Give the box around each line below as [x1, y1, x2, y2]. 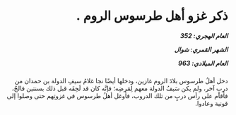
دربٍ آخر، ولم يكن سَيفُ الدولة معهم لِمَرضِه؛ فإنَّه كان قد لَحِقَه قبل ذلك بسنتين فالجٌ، [11, 84, 228, 92]
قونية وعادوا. [195, 99, 228, 108]
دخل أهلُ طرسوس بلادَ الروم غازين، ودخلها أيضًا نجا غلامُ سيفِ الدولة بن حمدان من [14, 77, 228, 85]
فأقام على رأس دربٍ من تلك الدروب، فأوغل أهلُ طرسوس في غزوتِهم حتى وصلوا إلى [6, 92, 228, 100]
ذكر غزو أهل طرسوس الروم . [76, 8, 228, 24]
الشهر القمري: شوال [174, 45, 228, 54]
